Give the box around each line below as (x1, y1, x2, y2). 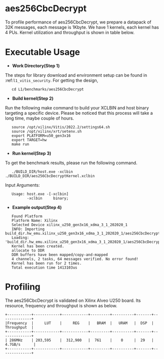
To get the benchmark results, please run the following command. (5, 160, 138, 166)
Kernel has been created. (11, 244, 64, 249)
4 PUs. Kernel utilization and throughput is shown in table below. (5, 29, 135, 35)
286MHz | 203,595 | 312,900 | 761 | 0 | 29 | (9, 338, 154, 342)
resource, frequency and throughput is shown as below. (5, 302, 118, 308)
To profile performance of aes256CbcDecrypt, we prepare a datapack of (5, 19, 152, 25)
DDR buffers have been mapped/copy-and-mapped (11, 252, 108, 257)
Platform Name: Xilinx (11, 218, 58, 223)
